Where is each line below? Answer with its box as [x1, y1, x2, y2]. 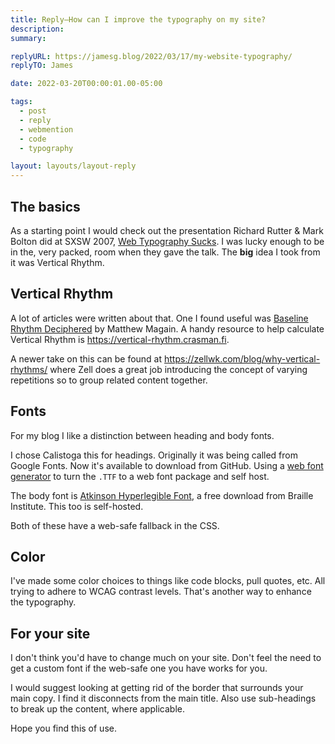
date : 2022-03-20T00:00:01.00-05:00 [10, 79, 163, 89]
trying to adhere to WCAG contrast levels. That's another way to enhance [10, 586, 312, 598]
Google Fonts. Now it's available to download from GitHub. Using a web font [10, 459, 324, 471]
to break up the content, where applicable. [10, 703, 185, 715]
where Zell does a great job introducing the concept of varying [49, 363, 308, 375]
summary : [10, 33, 47, 43]
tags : [10, 97, 33, 107]
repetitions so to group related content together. [10, 374, 208, 386]
